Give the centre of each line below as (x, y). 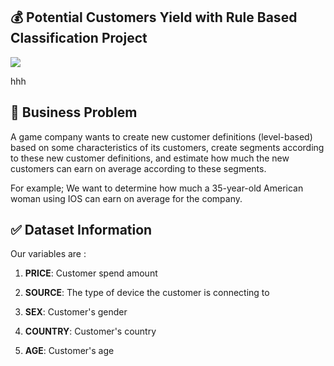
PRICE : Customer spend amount (91, 273)
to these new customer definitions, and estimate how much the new (150, 158)
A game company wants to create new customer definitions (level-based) (161, 136)
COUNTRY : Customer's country (90, 331)
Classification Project (79, 38)
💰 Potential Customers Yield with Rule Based (154, 17)
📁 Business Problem (74, 112)
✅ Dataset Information (81, 230)
